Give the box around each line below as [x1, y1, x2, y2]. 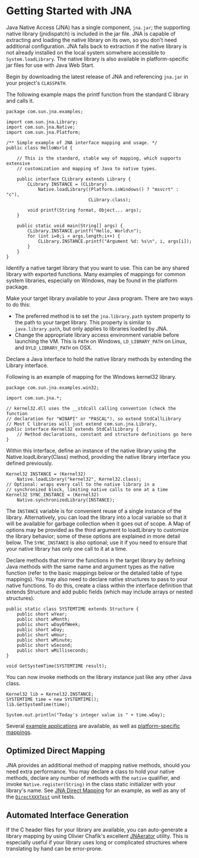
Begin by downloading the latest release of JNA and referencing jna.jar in [6, 73, 188, 80]
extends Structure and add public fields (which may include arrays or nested [6, 588, 193, 595]
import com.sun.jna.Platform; [6, 129, 81, 135]
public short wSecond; [17, 642, 73, 648]
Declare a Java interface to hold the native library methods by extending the [6, 355, 192, 362]
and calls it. [6, 97, 34, 104]
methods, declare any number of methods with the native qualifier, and [6, 774, 181, 781]
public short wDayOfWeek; [17, 621, 81, 627]
